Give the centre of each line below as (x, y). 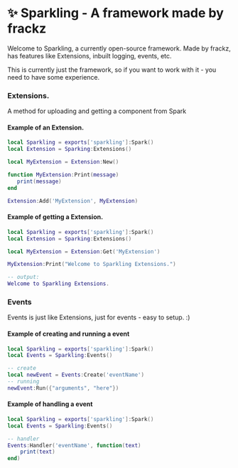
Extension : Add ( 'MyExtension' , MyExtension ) (73, 201)
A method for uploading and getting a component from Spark (97, 111)
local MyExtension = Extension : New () (63, 162)
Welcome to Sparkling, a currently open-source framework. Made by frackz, (119, 48)
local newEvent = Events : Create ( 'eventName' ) (76, 375)
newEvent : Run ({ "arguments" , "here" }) (63, 388)
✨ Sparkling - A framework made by (115, 13)
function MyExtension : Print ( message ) (63, 175)
